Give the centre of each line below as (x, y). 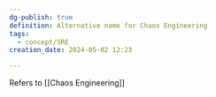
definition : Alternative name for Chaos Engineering (108, 26)
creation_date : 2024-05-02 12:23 (71, 50)
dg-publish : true (41, 17)
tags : (19, 34)
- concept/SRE (43, 42)
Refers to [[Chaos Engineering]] (67, 83)
